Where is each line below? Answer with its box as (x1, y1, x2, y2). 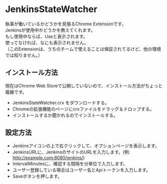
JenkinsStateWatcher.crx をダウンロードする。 (12, 100, 109, 106)
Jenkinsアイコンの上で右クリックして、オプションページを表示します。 (12, 142, 159, 149)
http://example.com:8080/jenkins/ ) (12, 154, 85, 160)
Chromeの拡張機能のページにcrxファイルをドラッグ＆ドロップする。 (12, 106, 154, 112)
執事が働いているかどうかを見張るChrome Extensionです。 (5, 21, 126, 27)
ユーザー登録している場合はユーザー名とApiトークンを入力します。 (12, 167, 151, 173)
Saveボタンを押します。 (12, 173, 62, 179)
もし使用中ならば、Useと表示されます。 (5, 33, 88, 39)
